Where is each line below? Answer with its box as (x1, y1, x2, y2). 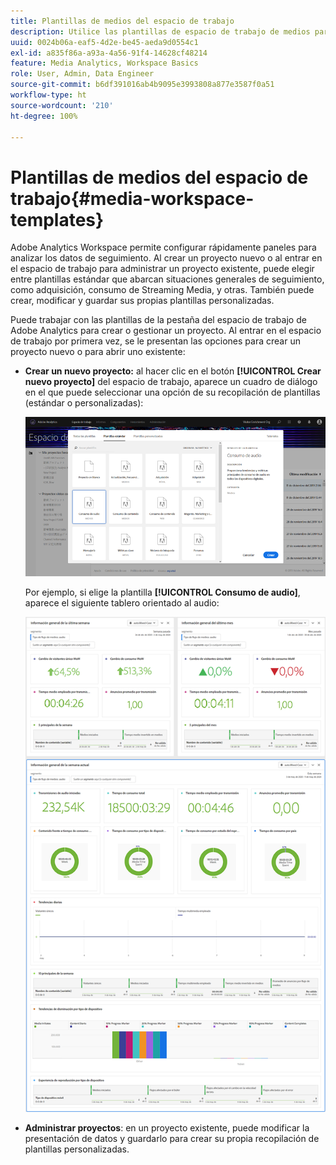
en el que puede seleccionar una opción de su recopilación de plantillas (24, 386, 321, 399)
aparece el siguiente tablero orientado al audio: (24, 597, 220, 609)
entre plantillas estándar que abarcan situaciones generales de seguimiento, (10, 273, 325, 285)
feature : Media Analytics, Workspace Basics (10, 58, 199, 69)
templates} (10, 208, 105, 231)
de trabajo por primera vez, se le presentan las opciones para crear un (10, 335, 301, 347)
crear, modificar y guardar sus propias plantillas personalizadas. (10, 295, 275, 307)
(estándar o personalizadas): (24, 397, 144, 409)
